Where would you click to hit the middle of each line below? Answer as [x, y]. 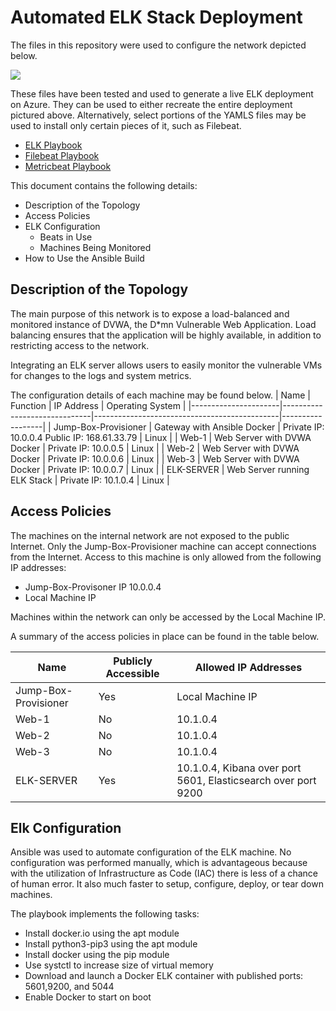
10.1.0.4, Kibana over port [239, 768]
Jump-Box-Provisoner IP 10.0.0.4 [93, 587]
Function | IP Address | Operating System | [98, 405]
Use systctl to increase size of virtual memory [119, 965]
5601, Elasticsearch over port [246, 780]
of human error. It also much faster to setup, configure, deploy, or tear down [167, 884]
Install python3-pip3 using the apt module [111, 944]
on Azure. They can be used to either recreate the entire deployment [151, 104]
